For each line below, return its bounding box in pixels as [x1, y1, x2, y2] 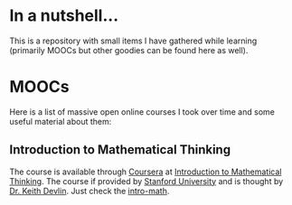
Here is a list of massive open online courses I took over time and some [9, 106, 276, 117]
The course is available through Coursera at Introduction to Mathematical [9, 166, 282, 177]
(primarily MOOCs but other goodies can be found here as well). [9, 44, 249, 55]
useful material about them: [9, 116, 112, 126]
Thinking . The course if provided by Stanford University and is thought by [9, 175, 284, 186]
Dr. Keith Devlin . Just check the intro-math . [9, 185, 170, 196]
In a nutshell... [9, 5, 119, 26]
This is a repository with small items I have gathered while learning [9, 35, 258, 46]
